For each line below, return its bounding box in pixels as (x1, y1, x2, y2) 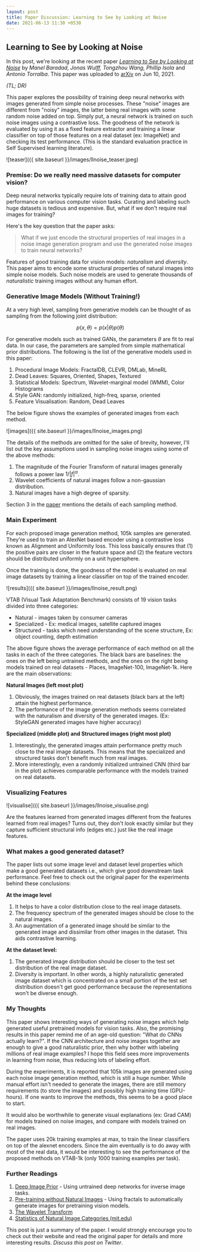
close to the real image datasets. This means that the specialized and (14, 748, 186, 755)
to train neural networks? (20, 247, 82, 254)
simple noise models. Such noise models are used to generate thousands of (6, 271, 193, 278)
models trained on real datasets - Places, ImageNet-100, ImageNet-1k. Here (6, 664, 192, 671)
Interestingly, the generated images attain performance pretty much (14, 741, 182, 748)
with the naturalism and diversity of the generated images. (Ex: (14, 712, 170, 719)
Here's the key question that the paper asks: (6, 222, 115, 230)
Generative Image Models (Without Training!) (6, 292, 140, 300)
